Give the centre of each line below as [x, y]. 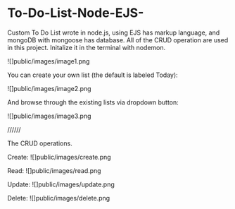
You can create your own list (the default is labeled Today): [93, 75]
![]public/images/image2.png [49, 88]
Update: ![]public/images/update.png [61, 184]
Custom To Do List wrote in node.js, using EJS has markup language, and [114, 32]
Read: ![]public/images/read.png [54, 170]
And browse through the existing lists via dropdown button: [93, 102]
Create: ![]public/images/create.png [59, 157]
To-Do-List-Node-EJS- [76, 13]
